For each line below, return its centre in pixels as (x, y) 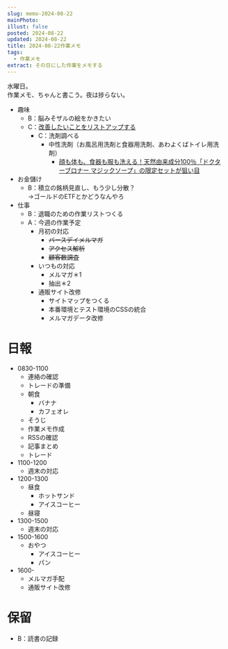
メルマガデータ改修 (76, 318)
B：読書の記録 (38, 638)
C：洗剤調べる (59, 135)
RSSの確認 (43, 437)
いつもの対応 (56, 265)
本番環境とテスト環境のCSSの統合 (97, 309)
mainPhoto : (23, 20)
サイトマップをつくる (79, 300)
